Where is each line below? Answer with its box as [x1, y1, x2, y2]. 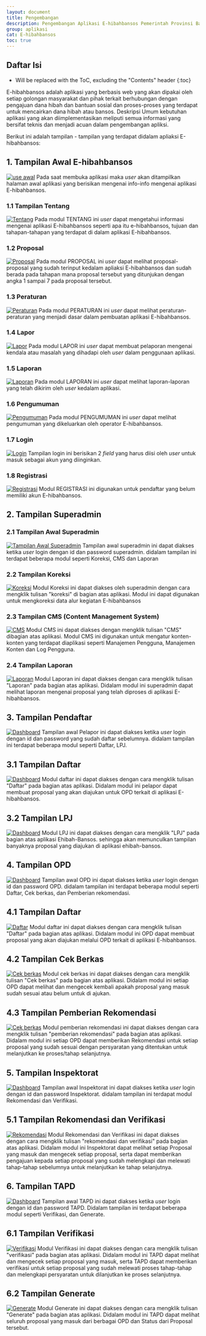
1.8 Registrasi [6, 471, 48, 480]
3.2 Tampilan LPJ [6, 813, 73, 823]
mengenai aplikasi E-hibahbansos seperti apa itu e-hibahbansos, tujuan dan [6, 222, 199, 229]
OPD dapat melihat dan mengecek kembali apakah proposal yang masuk [6, 983, 190, 990]
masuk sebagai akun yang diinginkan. [6, 456, 102, 463]
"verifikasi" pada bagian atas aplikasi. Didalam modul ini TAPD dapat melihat [6, 1251, 199, 1258]
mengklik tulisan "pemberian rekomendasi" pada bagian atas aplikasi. [6, 1030, 182, 1038]
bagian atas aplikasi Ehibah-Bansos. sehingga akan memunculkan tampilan [6, 836, 196, 843]
